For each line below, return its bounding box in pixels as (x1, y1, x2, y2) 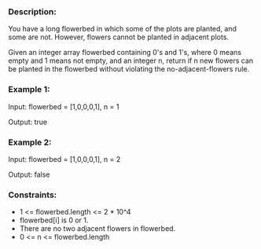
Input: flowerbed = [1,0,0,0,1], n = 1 (8, 101, 119, 112)
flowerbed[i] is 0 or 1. (19, 215, 89, 225)
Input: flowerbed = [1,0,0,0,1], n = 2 (8, 154, 121, 163)
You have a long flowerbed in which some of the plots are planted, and (8, 24, 237, 34)
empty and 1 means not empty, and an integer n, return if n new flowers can (8, 56, 254, 65)
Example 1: (8, 84, 50, 95)
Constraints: (8, 189, 57, 200)
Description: (8, 6, 57, 17)
